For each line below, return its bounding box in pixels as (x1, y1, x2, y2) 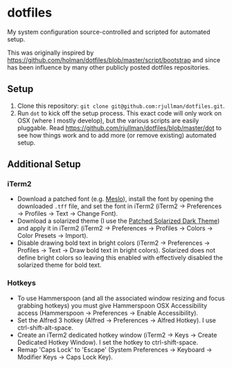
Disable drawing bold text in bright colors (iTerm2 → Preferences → (17, 239, 211, 247)
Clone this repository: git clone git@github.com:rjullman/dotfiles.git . (17, 102, 225, 110)
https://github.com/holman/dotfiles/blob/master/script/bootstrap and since (7, 55, 220, 64)
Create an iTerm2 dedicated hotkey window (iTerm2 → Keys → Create (17, 331, 217, 339)
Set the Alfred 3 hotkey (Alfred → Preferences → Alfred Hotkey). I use (17, 316, 216, 324)
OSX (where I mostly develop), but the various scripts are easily (17, 116, 199, 125)
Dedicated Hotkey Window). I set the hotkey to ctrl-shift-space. (17, 338, 199, 347)
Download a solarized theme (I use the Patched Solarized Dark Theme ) (17, 217, 220, 226)
